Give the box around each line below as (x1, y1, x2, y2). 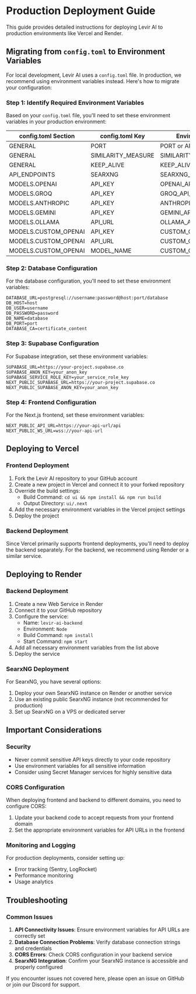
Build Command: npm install (23, 631, 93, 638)
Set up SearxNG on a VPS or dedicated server (14, 708, 125, 715)
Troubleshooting (6, 895, 68, 905)
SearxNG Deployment (6, 665, 69, 673)
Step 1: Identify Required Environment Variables (6, 98, 145, 107)
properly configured (14, 963, 63, 971)
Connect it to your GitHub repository (14, 607, 102, 614)
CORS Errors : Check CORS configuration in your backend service (14, 951, 173, 958)
